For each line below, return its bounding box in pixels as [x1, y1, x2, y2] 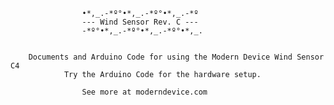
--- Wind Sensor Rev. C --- [81, 17, 199, 27]
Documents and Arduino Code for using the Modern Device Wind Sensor [28, 52, 325, 62]
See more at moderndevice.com [81, 87, 208, 97]
